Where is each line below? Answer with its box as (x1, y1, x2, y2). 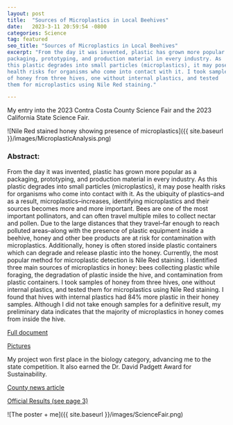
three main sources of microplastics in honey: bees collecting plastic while (7, 263, 220, 271)
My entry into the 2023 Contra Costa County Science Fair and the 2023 (7, 106, 212, 114)
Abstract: (7, 152, 40, 162)
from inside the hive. (7, 315, 66, 323)
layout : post (7, 10, 45, 17)
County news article (7, 383, 64, 392)
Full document (7, 328, 49, 336)
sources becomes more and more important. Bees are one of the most (7, 204, 208, 212)
